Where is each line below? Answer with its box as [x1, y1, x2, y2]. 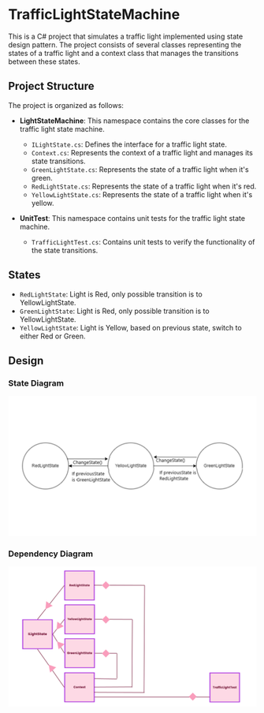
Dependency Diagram [8, 548, 94, 559]
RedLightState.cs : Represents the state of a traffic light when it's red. [31, 181, 257, 191]
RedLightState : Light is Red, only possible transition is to [19, 289, 203, 299]
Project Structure [8, 80, 95, 93]
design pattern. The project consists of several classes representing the [8, 39, 242, 49]
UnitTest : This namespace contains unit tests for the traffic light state [19, 213, 246, 222]
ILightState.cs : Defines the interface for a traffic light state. [31, 140, 227, 149]
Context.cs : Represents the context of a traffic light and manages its [31, 147, 254, 157]
